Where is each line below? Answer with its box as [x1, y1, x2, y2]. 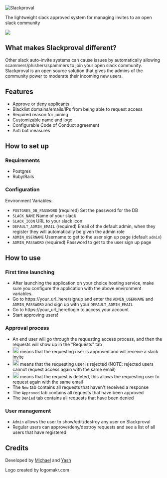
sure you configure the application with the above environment [12, 286, 142, 292]
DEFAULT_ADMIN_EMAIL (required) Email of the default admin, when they [12, 223, 156, 229]
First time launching [5, 269, 55, 276]
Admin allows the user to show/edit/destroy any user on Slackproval [12, 418, 151, 424]
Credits [5, 444, 29, 452]
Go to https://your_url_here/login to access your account [12, 307, 129, 313]
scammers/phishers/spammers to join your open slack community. [5, 62, 143, 68]
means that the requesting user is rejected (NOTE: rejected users [19, 361, 154, 367]
